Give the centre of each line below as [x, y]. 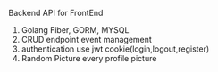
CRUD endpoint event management [87, 40]
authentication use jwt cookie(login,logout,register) [115, 49]
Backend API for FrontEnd [56, 13]
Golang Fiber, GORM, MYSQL [75, 30]
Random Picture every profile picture [89, 58]
